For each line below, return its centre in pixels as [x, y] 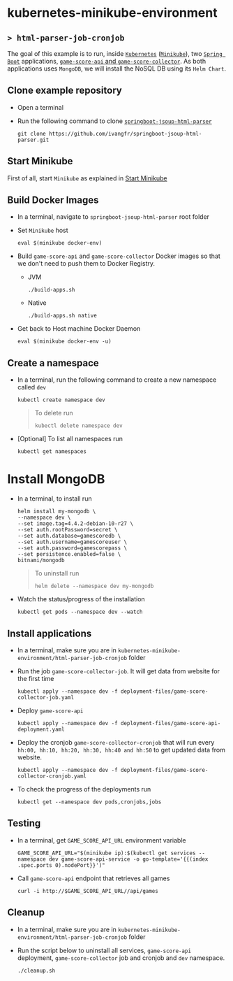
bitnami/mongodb [41, 561]
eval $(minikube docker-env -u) [64, 342]
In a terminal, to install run [54, 499]
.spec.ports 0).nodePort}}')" [61, 865]
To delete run [54, 413]
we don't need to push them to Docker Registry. [86, 264]
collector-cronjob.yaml [52, 776]
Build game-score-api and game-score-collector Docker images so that [119, 256]
